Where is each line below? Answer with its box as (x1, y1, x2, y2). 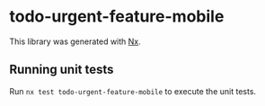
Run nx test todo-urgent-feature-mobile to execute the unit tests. (9, 85, 257, 96)
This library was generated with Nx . (9, 36, 141, 47)
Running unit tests (9, 62, 114, 77)
